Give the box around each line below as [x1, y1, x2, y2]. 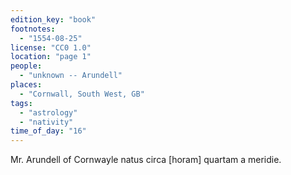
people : [10, 61, 43, 71]
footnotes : [10, 24, 56, 34]
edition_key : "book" [10, 14, 97, 25]
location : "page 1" [10, 52, 92, 62]
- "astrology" [19, 107, 78, 118]
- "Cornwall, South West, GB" [19, 89, 145, 99]
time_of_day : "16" [10, 126, 87, 136]
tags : [10, 98, 33, 108]
